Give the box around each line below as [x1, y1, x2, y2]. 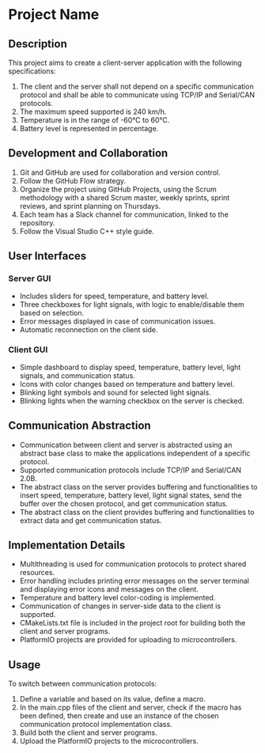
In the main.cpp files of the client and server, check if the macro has [19, 702, 242, 713]
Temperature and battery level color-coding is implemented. [19, 593, 216, 603]
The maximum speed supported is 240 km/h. [19, 107, 167, 116]
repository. [19, 218, 55, 227]
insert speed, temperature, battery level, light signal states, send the [19, 490, 243, 500]
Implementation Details [8, 539, 126, 551]
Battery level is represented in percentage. [19, 124, 159, 133]
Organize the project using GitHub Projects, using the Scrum [19, 184, 218, 194]
